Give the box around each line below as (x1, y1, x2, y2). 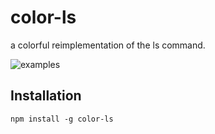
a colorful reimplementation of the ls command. (10, 39, 206, 51)
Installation (10, 87, 82, 105)
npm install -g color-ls (10, 114, 114, 124)
